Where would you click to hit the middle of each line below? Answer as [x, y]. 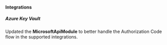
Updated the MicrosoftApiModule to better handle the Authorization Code [84, 31]
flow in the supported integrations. [42, 37]
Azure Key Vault [23, 19]
